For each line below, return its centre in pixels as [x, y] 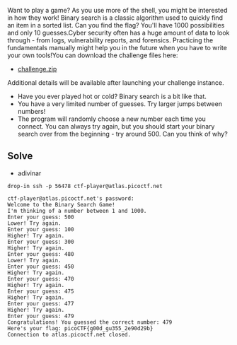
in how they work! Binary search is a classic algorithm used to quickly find [115, 18]
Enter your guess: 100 [41, 229]
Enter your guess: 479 [41, 316]
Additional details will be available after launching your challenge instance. [116, 83]
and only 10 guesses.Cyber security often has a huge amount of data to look [118, 33]
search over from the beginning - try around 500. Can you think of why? [122, 134]
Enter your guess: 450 [41, 267]
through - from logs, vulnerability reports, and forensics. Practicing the [110, 40]
